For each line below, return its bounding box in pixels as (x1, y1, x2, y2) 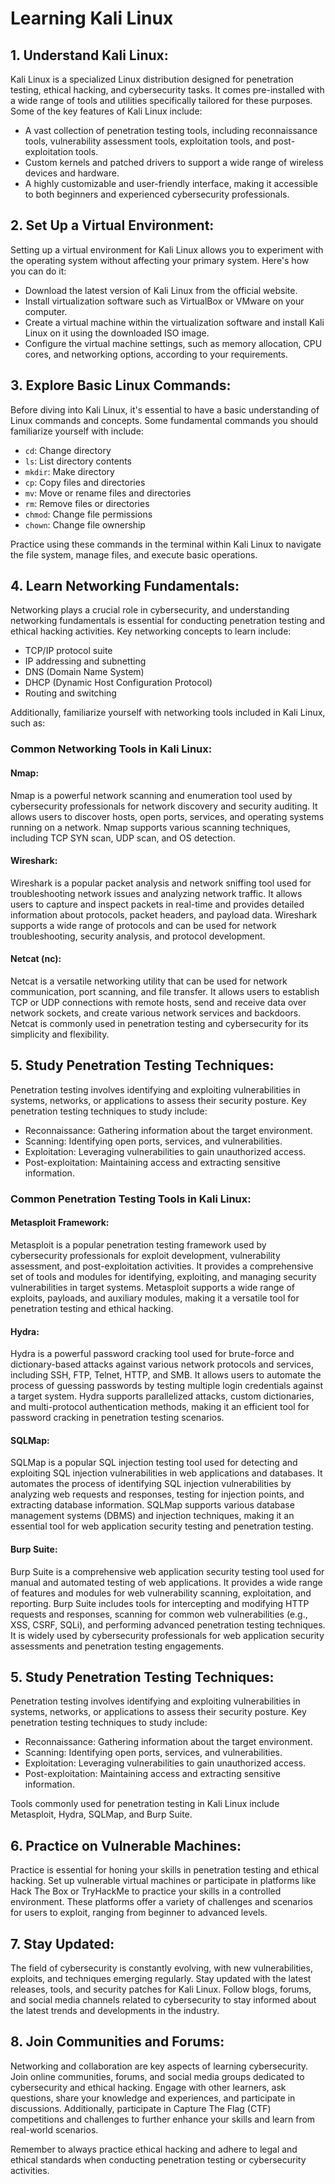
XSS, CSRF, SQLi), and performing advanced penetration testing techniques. (10, 1618, 326, 1631)
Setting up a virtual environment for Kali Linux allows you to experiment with (10, 243, 324, 256)
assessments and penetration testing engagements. (10, 1640, 225, 1652)
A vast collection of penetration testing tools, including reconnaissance (24, 125, 318, 136)
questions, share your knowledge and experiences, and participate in (10, 2092, 296, 2104)
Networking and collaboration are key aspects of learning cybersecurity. (10, 2060, 309, 2072)
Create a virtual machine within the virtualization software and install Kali (24, 316, 325, 328)
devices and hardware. (24, 167, 120, 179)
